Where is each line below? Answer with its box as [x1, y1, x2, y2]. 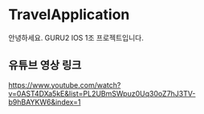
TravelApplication [8, 6, 130, 24]
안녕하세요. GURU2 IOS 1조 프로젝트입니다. [8, 33, 145, 42]
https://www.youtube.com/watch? [8, 80, 121, 89]
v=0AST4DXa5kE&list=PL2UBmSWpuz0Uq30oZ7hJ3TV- [8, 88, 196, 98]
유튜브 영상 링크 [8, 58, 82, 73]
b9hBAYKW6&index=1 [8, 97, 81, 107]
